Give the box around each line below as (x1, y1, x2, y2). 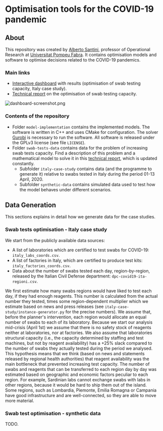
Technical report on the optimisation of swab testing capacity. (12, 91, 137, 97)
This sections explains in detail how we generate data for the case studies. (5, 214, 156, 220)
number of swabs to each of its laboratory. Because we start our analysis (5, 319, 153, 325)
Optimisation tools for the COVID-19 (5, 3, 154, 15)
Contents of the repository (5, 113, 70, 120)
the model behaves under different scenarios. (19, 186, 112, 192)
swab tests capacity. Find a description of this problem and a (12, 150, 136, 156)
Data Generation (5, 201, 56, 209)
